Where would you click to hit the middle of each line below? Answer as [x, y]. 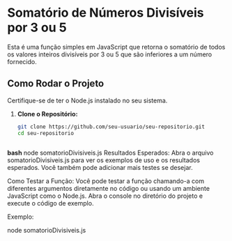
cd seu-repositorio [46, 133]
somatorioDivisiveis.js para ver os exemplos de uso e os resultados [104, 160]
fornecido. [22, 61]
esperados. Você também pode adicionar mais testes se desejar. [100, 167]
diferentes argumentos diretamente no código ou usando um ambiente [109, 188]
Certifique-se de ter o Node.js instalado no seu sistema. [87, 100]
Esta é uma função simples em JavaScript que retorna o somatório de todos [116, 47]
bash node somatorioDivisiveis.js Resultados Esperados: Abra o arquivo [110, 153]
